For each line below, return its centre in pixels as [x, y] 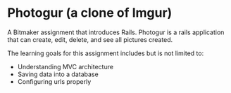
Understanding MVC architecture [65, 66]
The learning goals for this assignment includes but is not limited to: [106, 53]
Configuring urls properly [54, 81]
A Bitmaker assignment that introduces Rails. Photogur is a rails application [116, 32]
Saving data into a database [58, 74]
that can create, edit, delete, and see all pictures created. [90, 39]
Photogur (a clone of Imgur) [90, 13]
